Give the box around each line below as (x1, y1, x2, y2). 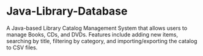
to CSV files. (6, 44, 38, 51)
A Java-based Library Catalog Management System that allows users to (6, 24, 188, 32)
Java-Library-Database (6, 4, 128, 18)
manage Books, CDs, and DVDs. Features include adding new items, (6, 30, 179, 38)
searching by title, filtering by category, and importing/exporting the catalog (6, 37, 197, 44)
